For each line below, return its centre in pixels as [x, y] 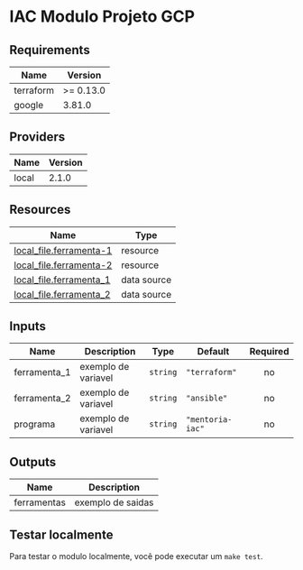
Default [213, 352]
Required [269, 352]
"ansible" [207, 398]
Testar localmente [61, 534]
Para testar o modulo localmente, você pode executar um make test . [136, 556]
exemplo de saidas [114, 502]
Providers [37, 137]
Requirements [50, 50]
